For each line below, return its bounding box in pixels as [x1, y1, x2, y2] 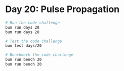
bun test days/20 [5, 43, 42, 48]
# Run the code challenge [5, 20, 60, 25]
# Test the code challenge [5, 39, 62, 44]
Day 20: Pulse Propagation [5, 4, 120, 15]
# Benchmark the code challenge [5, 52, 73, 57]
